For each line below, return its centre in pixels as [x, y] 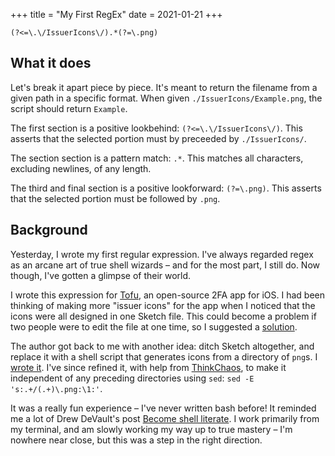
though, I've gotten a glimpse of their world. [101, 275]
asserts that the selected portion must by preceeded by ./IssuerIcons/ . [158, 138]
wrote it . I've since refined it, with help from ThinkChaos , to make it [148, 367]
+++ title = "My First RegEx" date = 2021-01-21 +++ [116, 14]
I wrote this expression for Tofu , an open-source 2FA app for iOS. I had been [168, 295]
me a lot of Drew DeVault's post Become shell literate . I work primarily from [165, 418]
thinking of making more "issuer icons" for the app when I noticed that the [163, 305]
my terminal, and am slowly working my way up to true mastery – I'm [151, 429]
